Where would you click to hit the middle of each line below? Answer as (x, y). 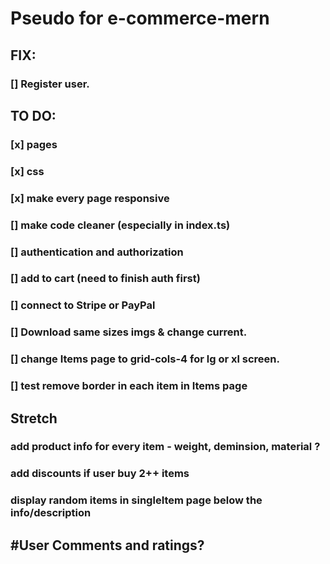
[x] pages (34, 144)
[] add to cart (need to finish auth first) (105, 279)
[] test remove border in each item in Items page (129, 386)
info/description (51, 513)
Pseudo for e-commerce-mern (140, 18)
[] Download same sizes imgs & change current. (129, 332)
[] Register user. (50, 84)
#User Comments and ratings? (107, 545)
